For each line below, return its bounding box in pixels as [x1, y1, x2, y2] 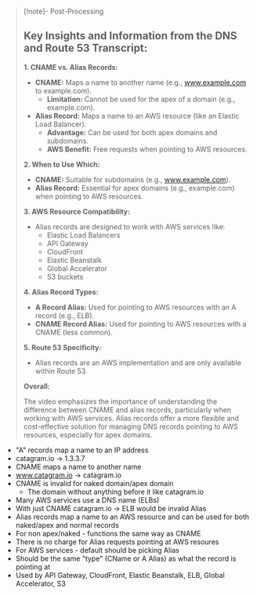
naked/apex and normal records [15, 520, 119, 529]
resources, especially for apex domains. [23, 430, 153, 439]
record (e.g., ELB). [34, 310, 95, 320]
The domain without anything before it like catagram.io [27, 487, 205, 496]
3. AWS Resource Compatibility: [23, 207, 131, 216]
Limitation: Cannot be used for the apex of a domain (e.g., [46, 94, 236, 104]
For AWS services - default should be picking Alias [15, 545, 180, 554]
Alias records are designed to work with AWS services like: [34, 221, 226, 231]
